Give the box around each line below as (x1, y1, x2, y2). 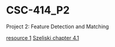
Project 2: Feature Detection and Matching (6, 23, 109, 30)
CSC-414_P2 (6, 4, 70, 17)
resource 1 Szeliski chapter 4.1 (6, 34, 80, 41)
